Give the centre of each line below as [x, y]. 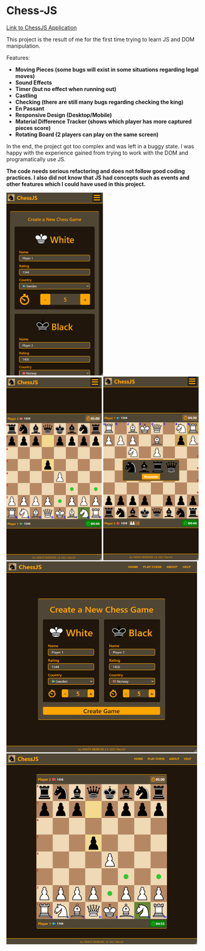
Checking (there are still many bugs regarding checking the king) [99, 102]
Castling [26, 95]
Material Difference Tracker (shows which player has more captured [103, 121]
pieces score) [33, 128]
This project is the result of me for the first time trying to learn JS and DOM [101, 39]
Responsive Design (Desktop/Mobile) [63, 115]
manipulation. [23, 46]
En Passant [30, 108]
